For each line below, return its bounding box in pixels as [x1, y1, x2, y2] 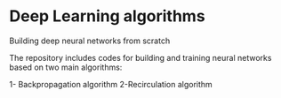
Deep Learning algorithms [9, 6, 206, 26]
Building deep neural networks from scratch [9, 35, 171, 46]
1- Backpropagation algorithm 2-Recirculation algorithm [9, 79, 213, 89]
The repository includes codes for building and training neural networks [9, 52, 272, 63]
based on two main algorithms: [9, 62, 123, 72]
